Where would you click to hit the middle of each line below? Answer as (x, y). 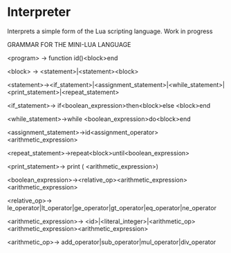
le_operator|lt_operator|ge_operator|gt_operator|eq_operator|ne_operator (112, 207)
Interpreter (39, 12)
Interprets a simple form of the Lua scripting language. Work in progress (110, 31)
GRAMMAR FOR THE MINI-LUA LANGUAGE (69, 44)
